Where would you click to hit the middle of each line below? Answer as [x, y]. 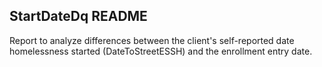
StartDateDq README [78, 16]
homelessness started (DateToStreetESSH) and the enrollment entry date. [161, 51]
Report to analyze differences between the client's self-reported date [152, 40]
